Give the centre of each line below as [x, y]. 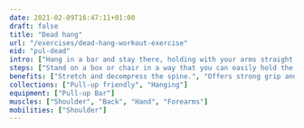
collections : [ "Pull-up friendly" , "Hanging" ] [99, 85]
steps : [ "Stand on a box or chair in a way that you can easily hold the [152, 69]
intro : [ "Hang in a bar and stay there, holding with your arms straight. [153, 59]
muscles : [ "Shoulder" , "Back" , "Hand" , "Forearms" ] [109, 101]
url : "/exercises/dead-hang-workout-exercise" [99, 43]
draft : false [34, 26]
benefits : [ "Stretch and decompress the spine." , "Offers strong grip [145, 77]
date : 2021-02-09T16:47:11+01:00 [72, 18]
